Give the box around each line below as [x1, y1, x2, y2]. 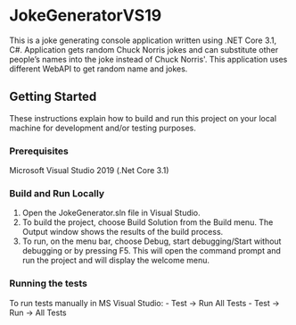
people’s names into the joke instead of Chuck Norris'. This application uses [9, 54, 288, 64]
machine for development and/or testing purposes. [9, 122, 196, 133]
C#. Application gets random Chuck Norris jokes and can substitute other [9, 44, 279, 54]
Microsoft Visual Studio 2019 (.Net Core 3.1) [9, 165, 169, 176]
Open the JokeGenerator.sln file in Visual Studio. [21, 207, 201, 219]
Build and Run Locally [9, 187, 105, 199]
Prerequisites [9, 145, 69, 157]
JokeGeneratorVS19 [9, 5, 162, 26]
